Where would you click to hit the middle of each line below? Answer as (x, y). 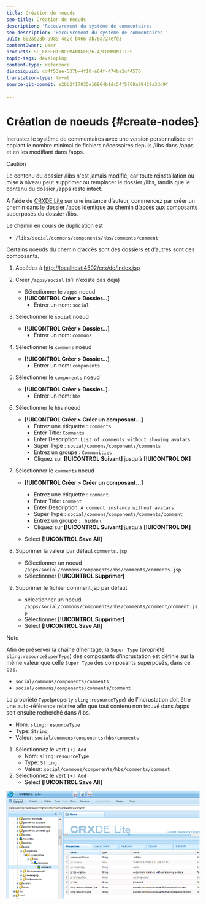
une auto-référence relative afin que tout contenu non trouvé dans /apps (98, 706)
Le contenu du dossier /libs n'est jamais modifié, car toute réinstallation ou (101, 176)
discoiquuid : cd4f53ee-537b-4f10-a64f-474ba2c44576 (74, 71)
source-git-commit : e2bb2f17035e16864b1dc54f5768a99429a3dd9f (87, 84)
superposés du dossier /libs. (42, 214)
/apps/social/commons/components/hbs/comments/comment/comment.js (111, 607)
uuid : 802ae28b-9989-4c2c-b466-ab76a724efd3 (64, 39)
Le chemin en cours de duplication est (55, 226)
